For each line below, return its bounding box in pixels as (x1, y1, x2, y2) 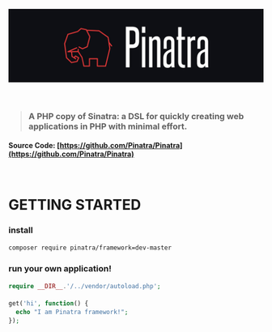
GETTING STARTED (8, 196, 142, 215)
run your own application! (8, 263, 112, 275)
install (8, 224, 34, 236)
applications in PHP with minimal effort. (28, 121, 188, 132)
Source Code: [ (8, 141, 61, 151)
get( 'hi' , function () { (8, 300, 89, 308)
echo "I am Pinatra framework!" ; (15, 309, 129, 317)
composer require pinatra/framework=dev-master (8, 244, 172, 252)
